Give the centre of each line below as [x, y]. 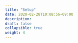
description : [18, 19]
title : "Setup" [21, 10]
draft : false [18, 23]
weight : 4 [15, 33]
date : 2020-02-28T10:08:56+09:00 [39, 14]
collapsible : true [24, 28]
